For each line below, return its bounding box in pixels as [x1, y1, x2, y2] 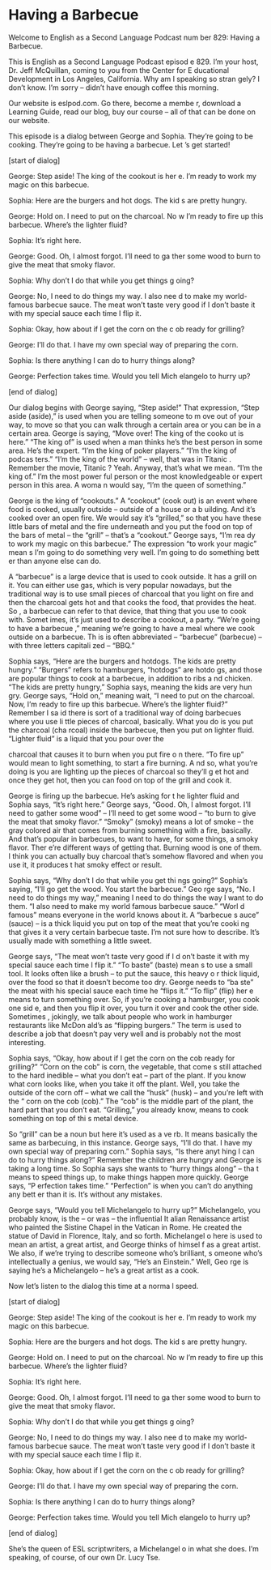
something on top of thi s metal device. [8, 1113, 139, 1123]
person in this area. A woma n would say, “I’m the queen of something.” [8, 480, 247, 489]
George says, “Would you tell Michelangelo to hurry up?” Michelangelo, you [8, 1205, 260, 1214]
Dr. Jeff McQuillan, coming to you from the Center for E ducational [8, 65, 229, 75]
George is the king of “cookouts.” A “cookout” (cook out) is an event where [8, 496, 258, 506]
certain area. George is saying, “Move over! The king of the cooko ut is [8, 428, 244, 438]
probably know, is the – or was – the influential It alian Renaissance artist [8, 1214, 249, 1223]
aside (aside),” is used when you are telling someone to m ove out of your [8, 411, 254, 420]
